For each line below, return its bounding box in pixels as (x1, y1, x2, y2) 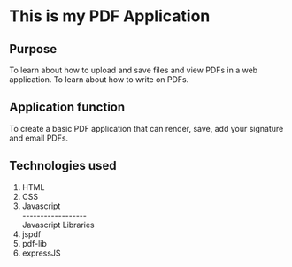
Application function (9, 100, 126, 115)
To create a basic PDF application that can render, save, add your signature (9, 123, 284, 133)
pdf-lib (21, 238, 47, 248)
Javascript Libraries (21, 219, 95, 230)
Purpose (9, 42, 58, 57)
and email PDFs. (9, 133, 69, 143)
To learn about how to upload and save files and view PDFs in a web (9, 65, 258, 75)
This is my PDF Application (9, 6, 211, 27)
